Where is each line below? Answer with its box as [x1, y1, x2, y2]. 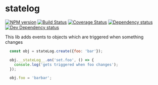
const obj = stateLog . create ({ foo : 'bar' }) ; [9, 49, 103, 54]
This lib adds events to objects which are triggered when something [5, 34, 144, 40]
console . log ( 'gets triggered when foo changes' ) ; [14, 62, 119, 67]
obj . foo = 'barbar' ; [9, 76, 52, 81]
